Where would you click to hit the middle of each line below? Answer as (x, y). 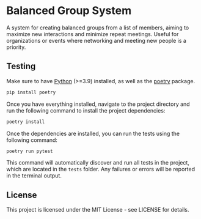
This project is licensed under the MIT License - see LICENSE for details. (98, 210)
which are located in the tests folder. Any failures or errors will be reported (101, 169)
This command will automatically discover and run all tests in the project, (98, 163)
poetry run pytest (30, 151)
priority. (16, 47)
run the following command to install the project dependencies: (86, 110)
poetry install (26, 122)
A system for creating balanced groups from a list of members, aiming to (98, 28)
